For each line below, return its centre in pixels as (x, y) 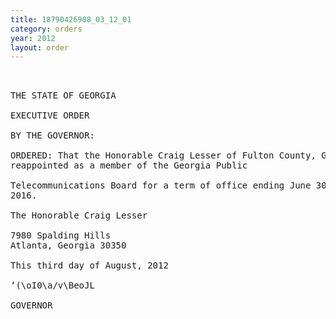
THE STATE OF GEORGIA (63, 95)
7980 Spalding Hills (61, 235)
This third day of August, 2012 (89, 265)
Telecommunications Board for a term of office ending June (161, 185)
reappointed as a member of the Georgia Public (129, 165)
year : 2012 (33, 38)
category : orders (46, 29)
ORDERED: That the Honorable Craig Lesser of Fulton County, (163, 155)
